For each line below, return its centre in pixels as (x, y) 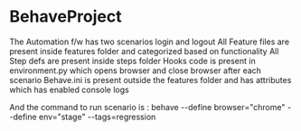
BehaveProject (66, 17)
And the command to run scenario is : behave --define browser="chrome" (147, 107)
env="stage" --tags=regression (98, 117)
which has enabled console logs (69, 89)
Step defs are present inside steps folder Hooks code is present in (132, 61)
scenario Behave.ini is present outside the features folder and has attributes (150, 80)
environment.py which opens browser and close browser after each (136, 70)
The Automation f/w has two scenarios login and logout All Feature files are (150, 42)
